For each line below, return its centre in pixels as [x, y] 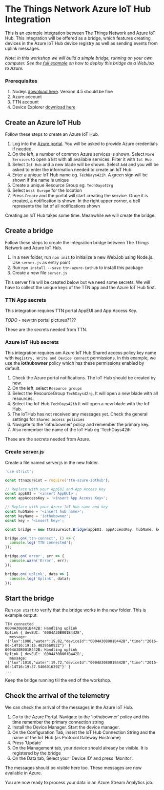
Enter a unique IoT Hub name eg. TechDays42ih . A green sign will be [80, 175]
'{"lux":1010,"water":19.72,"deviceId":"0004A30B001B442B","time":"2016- [82, 663]
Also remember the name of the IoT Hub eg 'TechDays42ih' [72, 430]
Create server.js [24, 452]
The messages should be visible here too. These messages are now [73, 768]
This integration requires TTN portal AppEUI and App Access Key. [71, 311]
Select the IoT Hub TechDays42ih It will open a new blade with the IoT [81, 404]
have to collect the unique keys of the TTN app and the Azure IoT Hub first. [81, 287]
